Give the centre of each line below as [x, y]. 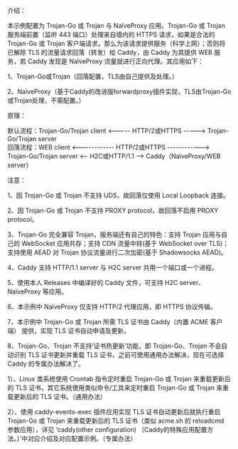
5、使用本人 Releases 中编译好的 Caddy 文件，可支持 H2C [93, 283]
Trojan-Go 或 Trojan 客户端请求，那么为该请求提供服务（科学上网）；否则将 [117, 43]
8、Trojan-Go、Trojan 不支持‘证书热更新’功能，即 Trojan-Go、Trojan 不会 [114, 346]
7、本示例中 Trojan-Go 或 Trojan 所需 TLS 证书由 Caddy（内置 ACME [108, 322]
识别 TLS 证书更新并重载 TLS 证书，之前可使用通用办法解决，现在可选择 [119, 355]
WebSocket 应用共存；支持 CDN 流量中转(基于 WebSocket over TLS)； [125, 243]
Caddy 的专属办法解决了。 [46, 363]
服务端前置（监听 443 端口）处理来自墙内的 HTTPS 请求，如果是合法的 [111, 35]
